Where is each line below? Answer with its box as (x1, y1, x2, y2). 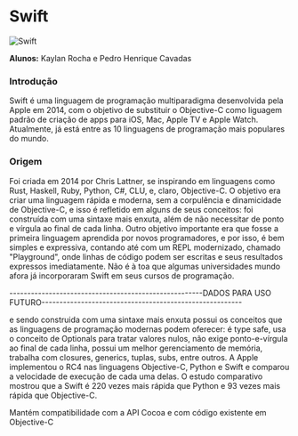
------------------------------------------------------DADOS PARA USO (9, 287, 272, 298)
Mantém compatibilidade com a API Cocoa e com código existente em (9, 407, 267, 417)
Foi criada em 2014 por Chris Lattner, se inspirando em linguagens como (9, 175, 276, 186)
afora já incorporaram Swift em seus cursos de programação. (9, 270, 235, 281)
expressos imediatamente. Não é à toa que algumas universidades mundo (9, 261, 281, 271)
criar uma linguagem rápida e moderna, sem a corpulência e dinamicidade (9, 194, 282, 206)
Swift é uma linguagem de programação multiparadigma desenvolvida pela (9, 95, 284, 106)
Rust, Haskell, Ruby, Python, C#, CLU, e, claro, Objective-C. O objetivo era (9, 185, 281, 196)
